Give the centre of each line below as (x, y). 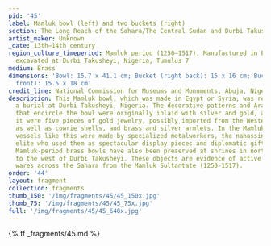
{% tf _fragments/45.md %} (54, 234)
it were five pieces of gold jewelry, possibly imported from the (129, 121)
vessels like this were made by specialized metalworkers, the (124, 136)
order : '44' (28, 173)
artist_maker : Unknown (46, 38)
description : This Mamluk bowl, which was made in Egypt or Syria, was (131, 98)
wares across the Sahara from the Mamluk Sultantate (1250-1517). (129, 166)
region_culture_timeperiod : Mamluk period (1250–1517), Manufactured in (133, 53)
